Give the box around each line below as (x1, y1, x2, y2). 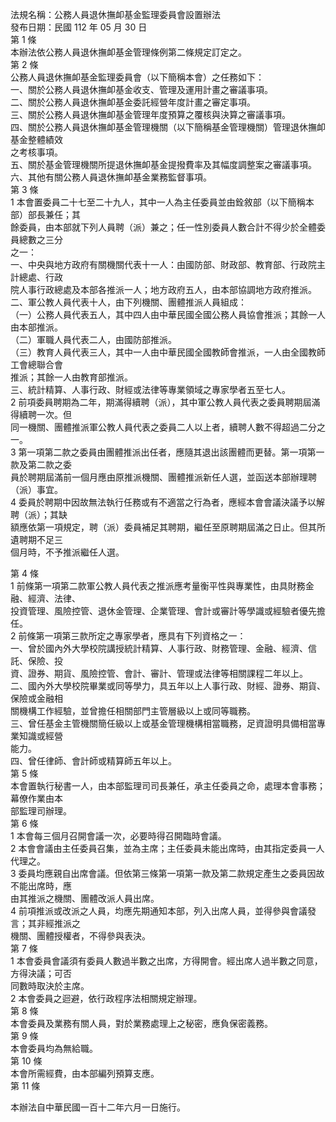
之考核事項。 (10, 146, 63, 158)
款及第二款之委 (10, 459, 72, 470)
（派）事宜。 (10, 484, 63, 495)
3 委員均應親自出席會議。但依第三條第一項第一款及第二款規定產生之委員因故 (10, 868, 325, 879)
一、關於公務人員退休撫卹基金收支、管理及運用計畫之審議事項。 (10, 84, 273, 95)
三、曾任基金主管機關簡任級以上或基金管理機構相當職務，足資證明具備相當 (10, 718, 317, 729)
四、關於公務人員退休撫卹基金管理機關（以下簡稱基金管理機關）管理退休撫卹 (10, 121, 326, 133)
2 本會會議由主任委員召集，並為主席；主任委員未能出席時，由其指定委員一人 (10, 843, 325, 854)
